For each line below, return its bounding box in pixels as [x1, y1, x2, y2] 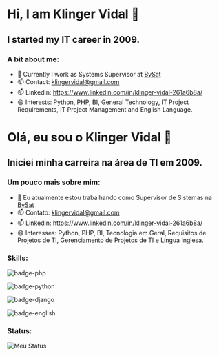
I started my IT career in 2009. [7, 34, 140, 46]
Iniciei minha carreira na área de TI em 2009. [7, 157, 203, 168]
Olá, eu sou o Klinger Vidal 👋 [7, 130, 172, 146]
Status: [7, 326, 32, 335]
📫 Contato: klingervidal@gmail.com [17, 208, 120, 217]
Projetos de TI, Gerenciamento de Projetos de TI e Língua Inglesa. [17, 236, 205, 244]
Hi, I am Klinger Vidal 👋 [7, 6, 140, 22]
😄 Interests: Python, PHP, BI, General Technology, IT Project [17, 98, 189, 106]
